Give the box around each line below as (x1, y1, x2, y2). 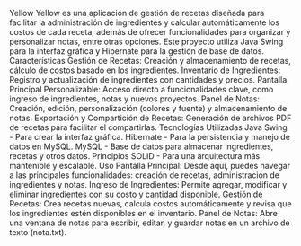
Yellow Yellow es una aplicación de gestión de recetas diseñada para (9, 8, 265, 18)
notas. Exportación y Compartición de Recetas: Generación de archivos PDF (9, 112, 292, 123)
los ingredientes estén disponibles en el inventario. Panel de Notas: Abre (9, 208, 279, 218)
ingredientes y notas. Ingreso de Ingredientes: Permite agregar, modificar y (9, 180, 288, 189)
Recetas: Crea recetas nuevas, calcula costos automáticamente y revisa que (9, 198, 292, 209)
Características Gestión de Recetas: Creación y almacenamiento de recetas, (9, 56, 292, 66)
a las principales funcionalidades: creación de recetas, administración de (9, 170, 280, 180)
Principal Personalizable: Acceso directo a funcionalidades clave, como (9, 84, 274, 94)
